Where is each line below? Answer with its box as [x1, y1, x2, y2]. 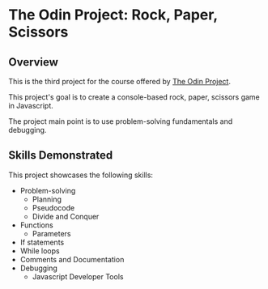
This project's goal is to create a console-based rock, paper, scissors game [8, 92, 261, 102]
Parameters [32, 228, 71, 238]
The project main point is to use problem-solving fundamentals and [8, 117, 233, 126]
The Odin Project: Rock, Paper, [8, 6, 218, 24]
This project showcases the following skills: [8, 170, 154, 180]
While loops [19, 245, 60, 256]
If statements [19, 237, 65, 247]
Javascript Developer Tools [32, 271, 124, 281]
